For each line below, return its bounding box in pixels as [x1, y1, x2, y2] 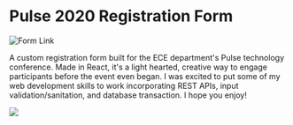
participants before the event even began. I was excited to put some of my [9, 70, 281, 81]
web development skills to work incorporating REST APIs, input [9, 80, 239, 91]
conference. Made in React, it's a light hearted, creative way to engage [9, 62, 268, 72]
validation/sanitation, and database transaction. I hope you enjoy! [9, 90, 248, 100]
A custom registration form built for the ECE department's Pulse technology [9, 52, 285, 62]
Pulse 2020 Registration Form [9, 6, 234, 26]
